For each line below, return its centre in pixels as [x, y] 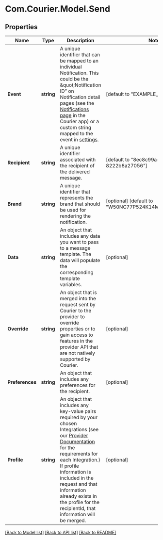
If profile [69, 466]
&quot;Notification [81, 85]
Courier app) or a [80, 121]
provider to [72, 317]
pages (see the [77, 103]
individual [71, 67]
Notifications [74, 109]
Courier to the [76, 311]
